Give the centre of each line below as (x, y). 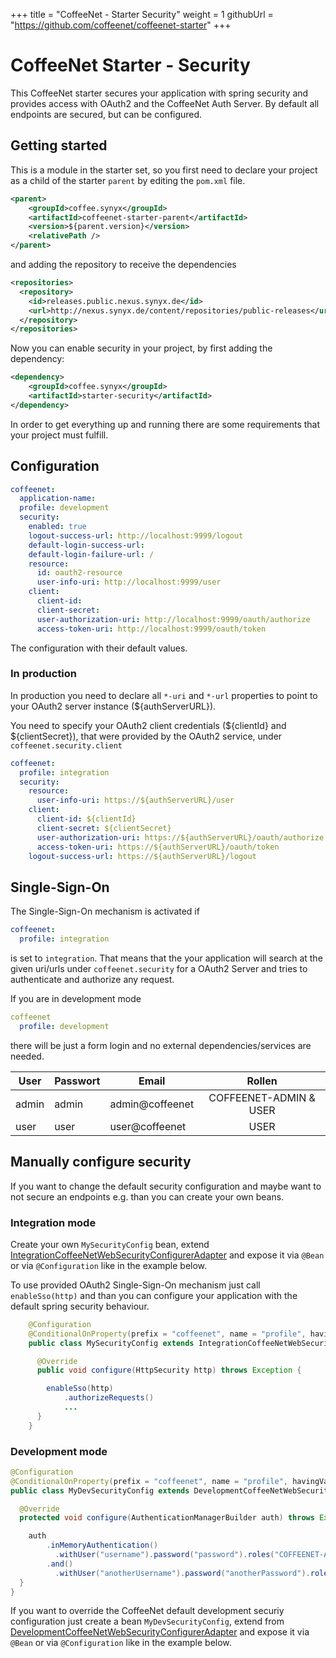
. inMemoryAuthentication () (102, 1545)
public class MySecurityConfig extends (111, 1343)
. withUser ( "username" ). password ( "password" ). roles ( (164, 1555)
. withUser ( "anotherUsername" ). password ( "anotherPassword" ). (182, 1573)
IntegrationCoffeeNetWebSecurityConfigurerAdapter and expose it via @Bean (167, 1255)
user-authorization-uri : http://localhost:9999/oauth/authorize (173, 619)
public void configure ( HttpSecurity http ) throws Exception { (169, 1370)
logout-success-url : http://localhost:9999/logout (136, 535)
